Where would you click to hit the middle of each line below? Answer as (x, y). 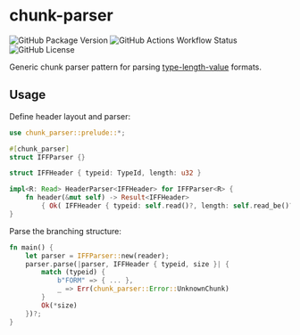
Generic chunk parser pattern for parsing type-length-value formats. (135, 67)
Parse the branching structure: (66, 231)
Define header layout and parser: (70, 116)
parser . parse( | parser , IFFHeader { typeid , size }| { (127, 264)
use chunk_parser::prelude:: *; (67, 133)
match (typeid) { (73, 273)
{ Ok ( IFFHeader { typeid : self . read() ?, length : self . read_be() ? (167, 206)
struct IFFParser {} (48, 157)
